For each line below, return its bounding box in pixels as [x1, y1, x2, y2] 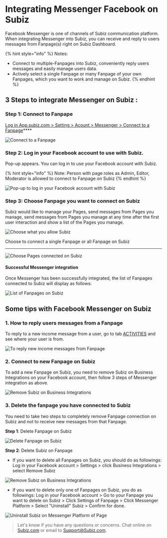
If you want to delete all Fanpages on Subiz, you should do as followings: [12, 457, 162, 463]
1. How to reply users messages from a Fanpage [5, 319, 123, 326]
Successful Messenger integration [5, 264, 79, 270]
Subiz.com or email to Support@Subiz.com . [17, 527, 107, 533]
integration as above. [5, 380, 49, 386]
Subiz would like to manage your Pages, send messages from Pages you [5, 209, 154, 215]
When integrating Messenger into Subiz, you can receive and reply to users [5, 36, 160, 42]
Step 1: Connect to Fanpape [5, 111, 73, 118]
